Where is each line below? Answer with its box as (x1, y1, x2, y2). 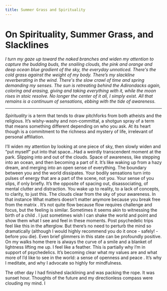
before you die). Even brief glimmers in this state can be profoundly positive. (5, 233, 162, 239)
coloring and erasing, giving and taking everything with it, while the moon (5, 88, 157, 94)
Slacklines (5, 39, 49, 50)
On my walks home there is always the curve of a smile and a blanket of (5, 239, 153, 245)
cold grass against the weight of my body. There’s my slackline (5, 72, 135, 78)
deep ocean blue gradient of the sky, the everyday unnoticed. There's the (5, 66, 157, 72)
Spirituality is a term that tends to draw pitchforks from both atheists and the (5, 113, 162, 119)
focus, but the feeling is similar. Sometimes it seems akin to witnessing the (5, 207, 158, 213)
